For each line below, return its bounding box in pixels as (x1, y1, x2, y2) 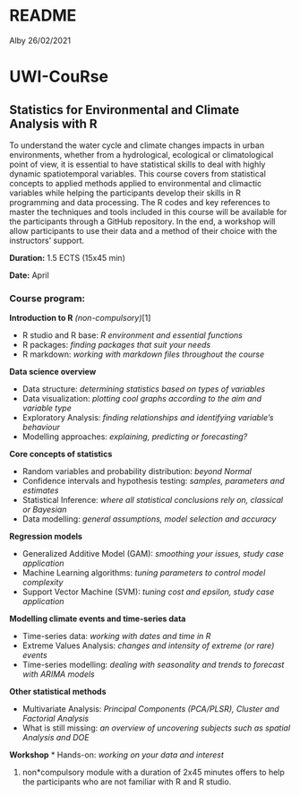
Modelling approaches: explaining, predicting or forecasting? (21, 431, 248, 442)
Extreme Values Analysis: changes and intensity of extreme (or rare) (21, 640, 275, 651)
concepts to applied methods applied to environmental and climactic (9, 177, 262, 188)
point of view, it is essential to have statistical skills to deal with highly (9, 159, 266, 169)
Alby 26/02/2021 (9, 35, 72, 46)
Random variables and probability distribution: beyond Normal (21, 466, 253, 477)
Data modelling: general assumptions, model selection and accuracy (21, 514, 277, 524)
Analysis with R (9, 116, 98, 131)
